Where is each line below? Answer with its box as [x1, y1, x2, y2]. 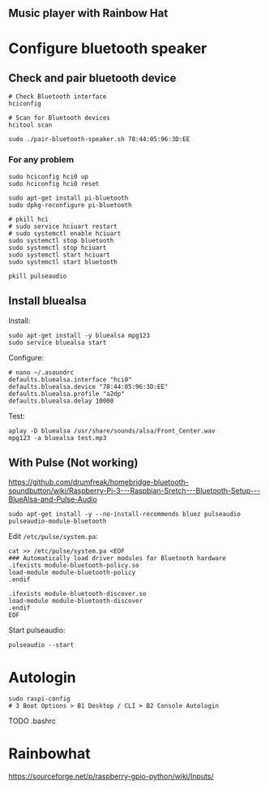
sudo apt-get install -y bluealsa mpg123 [8, 331, 151, 339]
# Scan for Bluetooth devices [8, 114, 111, 123]
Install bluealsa [8, 294, 87, 308]
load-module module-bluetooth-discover [8, 597, 143, 606]
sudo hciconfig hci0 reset [8, 179, 100, 188]
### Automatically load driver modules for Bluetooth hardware [8, 554, 227, 563]
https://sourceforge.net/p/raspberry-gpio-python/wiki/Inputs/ [8, 771, 215, 782]
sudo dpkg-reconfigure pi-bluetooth [8, 200, 132, 209]
